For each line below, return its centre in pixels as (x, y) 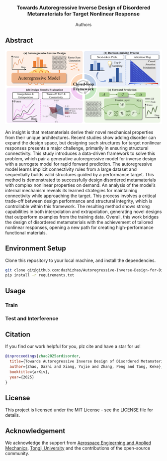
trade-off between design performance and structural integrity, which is (79, 201)
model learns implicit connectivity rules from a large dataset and (71, 169)
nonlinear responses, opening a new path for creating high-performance (80, 227)
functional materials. (26, 232)
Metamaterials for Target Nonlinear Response (83, 13)
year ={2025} (22, 377)
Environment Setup (36, 248)
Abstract (19, 40)
